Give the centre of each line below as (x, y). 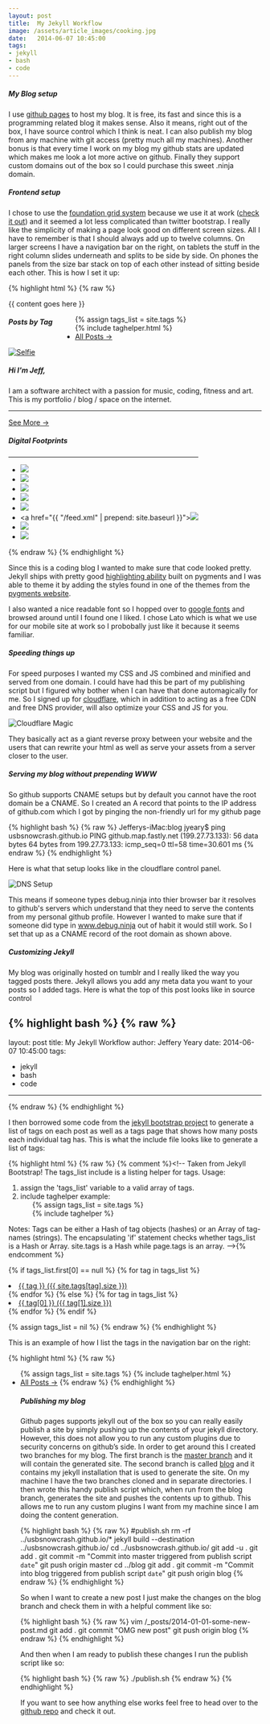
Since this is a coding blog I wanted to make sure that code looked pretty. (130, 567)
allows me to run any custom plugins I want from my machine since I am (139, 1507)
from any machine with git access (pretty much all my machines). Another (131, 140)
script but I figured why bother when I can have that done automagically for (133, 690)
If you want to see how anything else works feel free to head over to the (139, 1703)
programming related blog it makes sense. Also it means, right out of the (128, 122)
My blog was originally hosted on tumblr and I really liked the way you (124, 972)
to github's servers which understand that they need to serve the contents (131, 908)
